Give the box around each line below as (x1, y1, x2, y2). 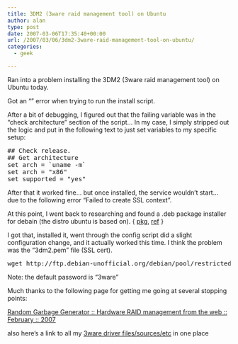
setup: (7, 132, 26, 142)
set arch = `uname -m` (7, 161, 86, 168)
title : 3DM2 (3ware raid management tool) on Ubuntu (7, 10, 166, 18)
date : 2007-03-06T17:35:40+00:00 (7, 30, 106, 38)
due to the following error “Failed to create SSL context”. (7, 195, 172, 204)
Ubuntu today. (7, 83, 49, 91)
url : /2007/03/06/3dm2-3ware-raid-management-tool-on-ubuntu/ (7, 37, 195, 44)
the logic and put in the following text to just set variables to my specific (7, 125, 217, 134)
